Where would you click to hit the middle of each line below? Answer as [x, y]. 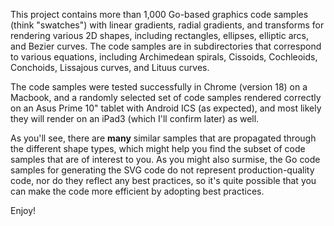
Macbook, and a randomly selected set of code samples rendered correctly [166, 97]
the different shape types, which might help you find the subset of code [158, 148]
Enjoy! [23, 210]
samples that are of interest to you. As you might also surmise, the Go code [165, 159]
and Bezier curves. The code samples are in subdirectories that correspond [166, 46]
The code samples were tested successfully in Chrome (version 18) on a [159, 87]
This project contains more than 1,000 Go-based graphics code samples [159, 14]
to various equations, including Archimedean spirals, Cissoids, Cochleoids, [164, 57]
